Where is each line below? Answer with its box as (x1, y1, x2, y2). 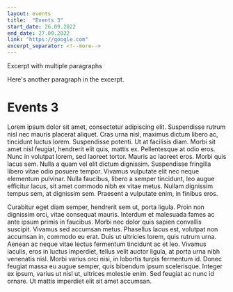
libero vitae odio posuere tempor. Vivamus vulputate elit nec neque (7, 167, 200, 175)
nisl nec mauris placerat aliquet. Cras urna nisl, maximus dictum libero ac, (7, 130, 218, 138)
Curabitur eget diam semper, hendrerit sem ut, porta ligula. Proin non (7, 203, 205, 211)
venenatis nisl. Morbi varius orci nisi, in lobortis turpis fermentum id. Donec (7, 254, 223, 263)
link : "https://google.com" (7, 36, 89, 43)
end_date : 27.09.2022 (7, 29, 70, 37)
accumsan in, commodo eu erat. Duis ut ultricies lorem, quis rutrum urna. (7, 232, 217, 240)
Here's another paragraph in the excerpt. (7, 75, 124, 84)
